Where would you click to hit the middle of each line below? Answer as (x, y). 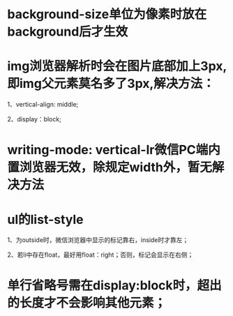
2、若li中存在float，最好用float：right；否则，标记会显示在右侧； (100, 255)
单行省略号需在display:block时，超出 (114, 286)
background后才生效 (68, 32)
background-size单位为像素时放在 (107, 14)
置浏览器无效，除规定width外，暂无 (110, 167)
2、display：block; (34, 119)
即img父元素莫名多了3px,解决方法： (111, 84)
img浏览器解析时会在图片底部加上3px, (117, 66)
